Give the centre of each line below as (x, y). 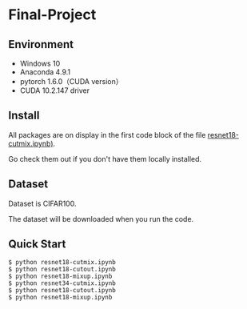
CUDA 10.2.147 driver (55, 90)
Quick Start (37, 245)
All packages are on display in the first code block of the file (107, 134)
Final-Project (52, 15)
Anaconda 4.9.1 (45, 72)
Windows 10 (40, 63)
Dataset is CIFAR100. (42, 203)
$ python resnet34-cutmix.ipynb (62, 283)
